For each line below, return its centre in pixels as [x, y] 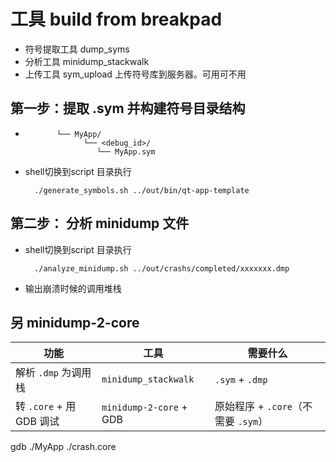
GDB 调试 [37, 422]
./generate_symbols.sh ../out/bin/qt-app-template [142, 190]
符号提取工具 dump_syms [77, 49]
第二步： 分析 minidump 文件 [100, 223]
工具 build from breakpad [116, 19]
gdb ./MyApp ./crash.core [63, 447]
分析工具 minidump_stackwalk [87, 61]
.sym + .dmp [241, 380]
